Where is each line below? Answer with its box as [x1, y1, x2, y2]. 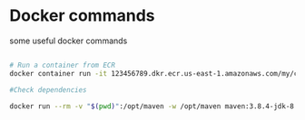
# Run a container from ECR [9, 60, 116, 69]
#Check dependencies [9, 85, 88, 95]
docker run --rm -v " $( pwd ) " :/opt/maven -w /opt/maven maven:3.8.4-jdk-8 [9, 101, 295, 111]
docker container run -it [9, 69, 107, 78]
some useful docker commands [9, 35, 128, 46]
